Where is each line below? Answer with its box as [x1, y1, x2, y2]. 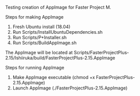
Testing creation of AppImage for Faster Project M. [5, 5, 112, 10]
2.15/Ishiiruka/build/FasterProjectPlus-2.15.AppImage [5, 55, 116, 61]
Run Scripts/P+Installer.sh [12, 35, 67, 40]
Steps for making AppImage [5, 14, 64, 20]
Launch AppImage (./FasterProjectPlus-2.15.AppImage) [12, 85, 128, 91]
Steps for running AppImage [5, 65, 64, 70]
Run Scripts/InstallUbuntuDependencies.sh [12, 29, 103, 35]
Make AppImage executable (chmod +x [12, 74, 95, 80]
